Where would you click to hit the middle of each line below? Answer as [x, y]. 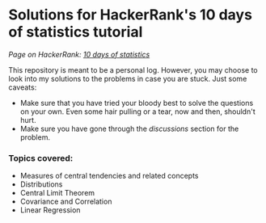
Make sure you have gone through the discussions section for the [129, 128]
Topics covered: [41, 158]
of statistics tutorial [76, 32]
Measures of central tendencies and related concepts [109, 176]
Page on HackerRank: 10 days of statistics [79, 54]
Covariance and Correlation [66, 202]
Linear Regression [50, 210]
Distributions [41, 184]
